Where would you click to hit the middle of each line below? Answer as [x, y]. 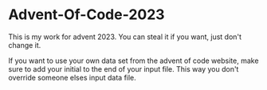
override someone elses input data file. [73, 77]
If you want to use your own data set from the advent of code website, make [133, 61]
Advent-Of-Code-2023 [86, 15]
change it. [25, 45]
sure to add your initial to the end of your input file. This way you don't [124, 68]
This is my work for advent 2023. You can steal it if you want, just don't [125, 37]
